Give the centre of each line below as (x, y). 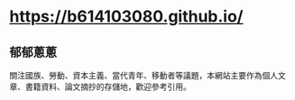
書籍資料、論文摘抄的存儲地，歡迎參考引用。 (108, 86)
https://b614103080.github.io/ (126, 17)
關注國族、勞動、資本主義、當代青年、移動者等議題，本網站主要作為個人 (143, 75)
